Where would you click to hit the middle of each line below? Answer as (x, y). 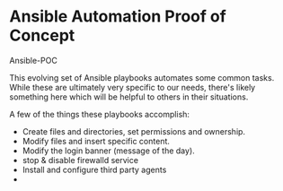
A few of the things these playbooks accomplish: (100, 114)
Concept (42, 35)
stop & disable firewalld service (80, 160)
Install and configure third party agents (94, 169)
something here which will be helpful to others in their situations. (129, 97)
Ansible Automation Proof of (118, 17)
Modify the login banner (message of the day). (108, 151)
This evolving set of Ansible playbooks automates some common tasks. (142, 77)
